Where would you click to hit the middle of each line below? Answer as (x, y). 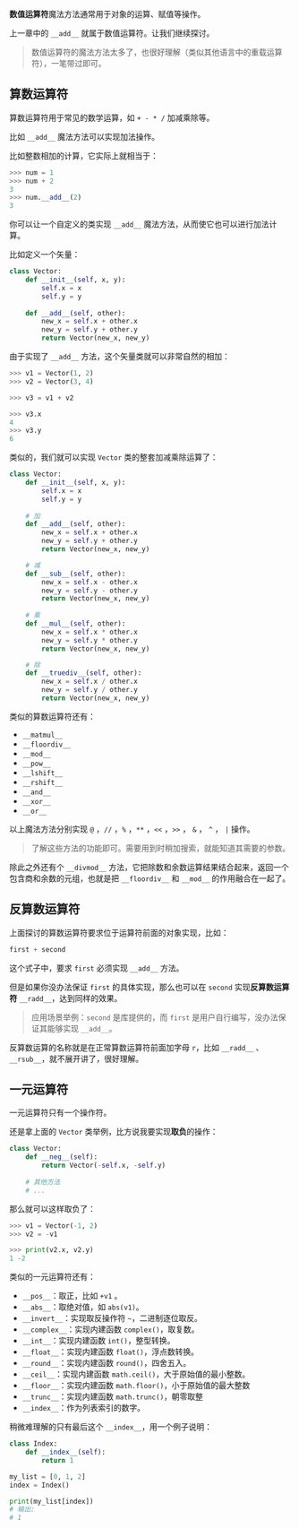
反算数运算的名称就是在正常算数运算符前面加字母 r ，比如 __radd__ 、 (137, 1047)
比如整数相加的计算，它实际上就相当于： (84, 155)
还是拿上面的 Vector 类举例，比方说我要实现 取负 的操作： (114, 1132)
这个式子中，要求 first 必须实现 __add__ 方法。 (97, 968)
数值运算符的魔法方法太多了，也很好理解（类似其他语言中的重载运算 (157, 52)
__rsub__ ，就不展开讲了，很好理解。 (77, 1058)
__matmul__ (43, 735)
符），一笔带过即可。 (68, 63)
